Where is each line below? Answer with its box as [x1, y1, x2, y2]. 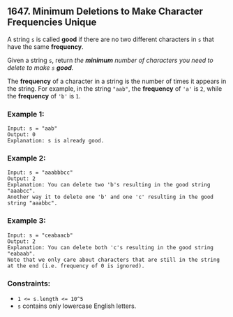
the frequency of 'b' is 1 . [7, 91, 82, 100]
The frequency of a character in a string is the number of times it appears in [7, 77, 227, 85]
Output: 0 [7, 131, 36, 138]
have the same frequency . [7, 42, 84, 51]
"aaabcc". [7, 188, 36, 195]
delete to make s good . [7, 63, 74, 72]
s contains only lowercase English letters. [17, 302, 137, 310]
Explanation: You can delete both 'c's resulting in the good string [7, 244, 214, 251]
